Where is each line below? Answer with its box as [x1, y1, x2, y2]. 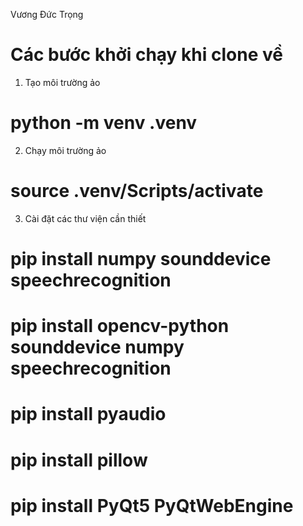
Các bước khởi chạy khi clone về [10, 44, 283, 66]
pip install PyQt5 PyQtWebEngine [10, 494, 294, 517]
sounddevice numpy [10, 336, 185, 359]
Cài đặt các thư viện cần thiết [24, 212, 147, 224]
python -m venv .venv [10, 112, 198, 134]
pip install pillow [10, 449, 148, 471]
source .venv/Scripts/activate [10, 180, 264, 203]
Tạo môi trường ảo [24, 76, 101, 88]
